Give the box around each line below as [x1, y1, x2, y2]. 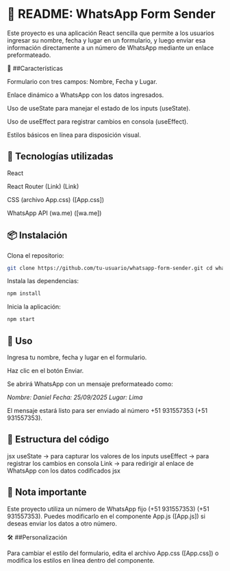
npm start [7, 316, 36, 323]
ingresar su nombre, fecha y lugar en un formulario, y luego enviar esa [7, 36, 206, 44]
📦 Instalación [7, 229, 68, 241]
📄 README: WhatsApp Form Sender [7, 6, 216, 22]
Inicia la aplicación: [7, 302, 62, 311]
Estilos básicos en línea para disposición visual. [7, 131, 142, 139]
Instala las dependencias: [7, 277, 79, 285]
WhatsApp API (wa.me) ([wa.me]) [7, 209, 102, 217]
